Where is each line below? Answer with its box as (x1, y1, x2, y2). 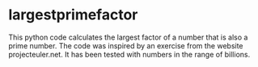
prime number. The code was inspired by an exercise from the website (8, 40, 244, 50)
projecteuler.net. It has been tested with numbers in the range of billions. (8, 49, 251, 59)
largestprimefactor (8, 6, 138, 24)
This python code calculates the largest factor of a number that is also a (8, 32, 248, 42)
